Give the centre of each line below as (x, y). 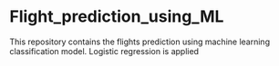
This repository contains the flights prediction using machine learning (140, 42)
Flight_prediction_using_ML (117, 17)
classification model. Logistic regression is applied (104, 51)
